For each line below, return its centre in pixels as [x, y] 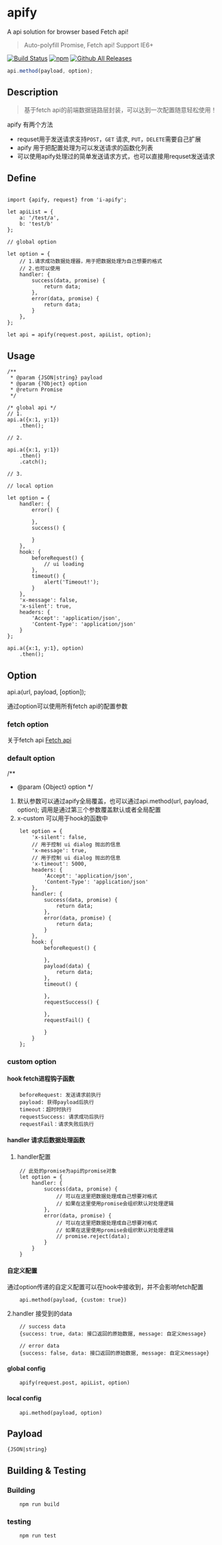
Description [33, 92]
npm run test [38, 1536]
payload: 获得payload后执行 [57, 1102]
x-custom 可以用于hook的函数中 [62, 818]
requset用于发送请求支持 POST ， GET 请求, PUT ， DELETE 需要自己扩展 [109, 139]
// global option [32, 242]
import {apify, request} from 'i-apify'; [67, 200]
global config [26, 1368]
